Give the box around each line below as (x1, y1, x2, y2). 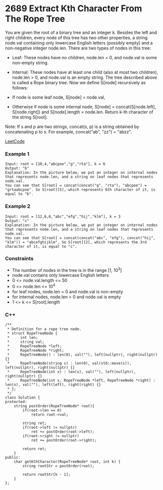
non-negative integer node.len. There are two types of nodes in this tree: (5, 45, 151, 51)
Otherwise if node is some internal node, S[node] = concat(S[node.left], (12, 104, 156, 110)
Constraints (5, 255, 34, 262)
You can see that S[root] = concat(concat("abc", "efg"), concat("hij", (5, 235, 156, 240)
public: (5, 455, 21, 460)
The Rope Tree (5, 13, 65, 24)
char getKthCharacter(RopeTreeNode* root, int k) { (14, 459, 121, 465)
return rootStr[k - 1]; (22, 472, 71, 477)
